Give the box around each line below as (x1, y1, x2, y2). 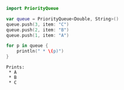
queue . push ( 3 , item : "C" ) (6, 21, 69, 27)
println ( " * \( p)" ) (16, 49, 64, 54)
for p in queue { (6, 43, 49, 49)
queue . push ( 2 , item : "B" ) (6, 27, 69, 33)
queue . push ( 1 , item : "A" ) (6, 32, 69, 38)
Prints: (6, 64, 25, 70)
